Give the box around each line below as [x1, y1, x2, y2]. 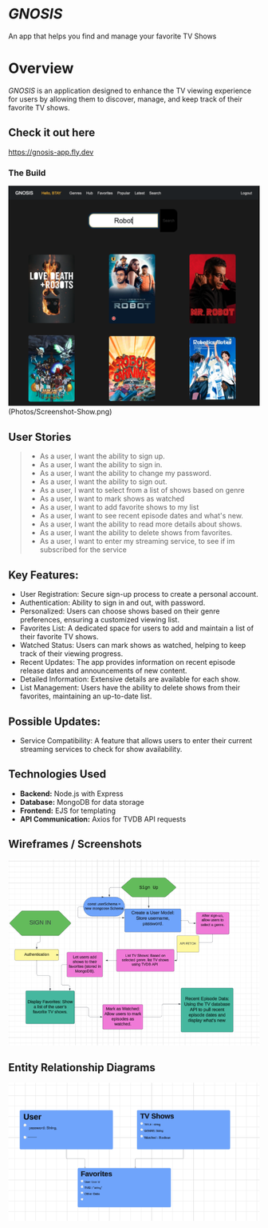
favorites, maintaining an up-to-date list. [19, 691, 152, 701]
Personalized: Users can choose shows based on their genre [19, 606, 221, 616]
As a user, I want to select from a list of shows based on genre [39, 486, 245, 495]
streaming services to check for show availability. [19, 744, 183, 754]
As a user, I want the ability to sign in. [39, 460, 163, 470]
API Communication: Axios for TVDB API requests [19, 814, 187, 824]
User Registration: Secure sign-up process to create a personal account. [19, 590, 258, 599]
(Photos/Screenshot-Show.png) [8, 407, 112, 417]
